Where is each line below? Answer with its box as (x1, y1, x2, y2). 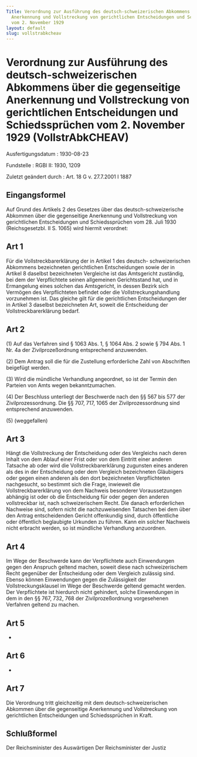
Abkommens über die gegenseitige (6, 81, 181, 94)
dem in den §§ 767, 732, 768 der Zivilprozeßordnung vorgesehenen (6, 595, 169, 602)
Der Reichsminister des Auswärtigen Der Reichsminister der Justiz (6, 744, 167, 751)
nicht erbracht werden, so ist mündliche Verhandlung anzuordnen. (6, 524, 167, 532)
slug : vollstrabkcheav (6, 31, 62, 36)
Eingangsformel (6, 190, 66, 200)
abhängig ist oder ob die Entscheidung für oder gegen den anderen (6, 493, 169, 500)
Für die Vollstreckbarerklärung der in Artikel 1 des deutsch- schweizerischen (6, 257, 191, 264)
